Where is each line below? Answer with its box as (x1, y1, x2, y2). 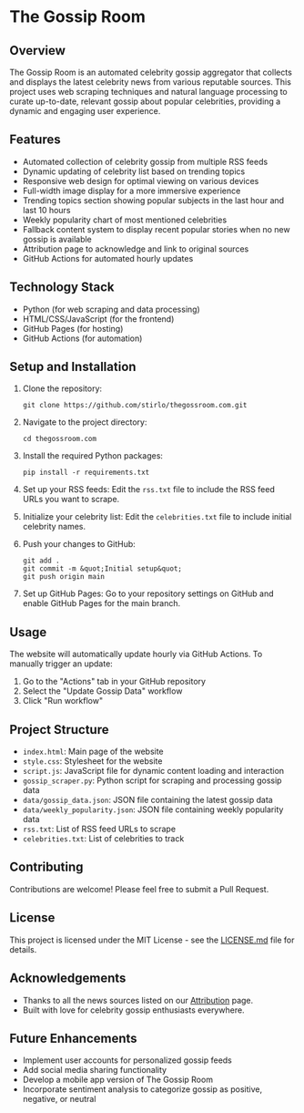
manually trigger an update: (9, 658, 114, 669)
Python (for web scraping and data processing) (22, 304, 200, 314)
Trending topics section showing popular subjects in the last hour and (22, 194, 285, 206)
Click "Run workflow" (22, 696, 103, 706)
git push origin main (22, 572, 105, 582)
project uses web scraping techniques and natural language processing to (9, 87, 289, 97)
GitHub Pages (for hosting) (22, 323, 124, 334)
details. (9, 943, 37, 954)
